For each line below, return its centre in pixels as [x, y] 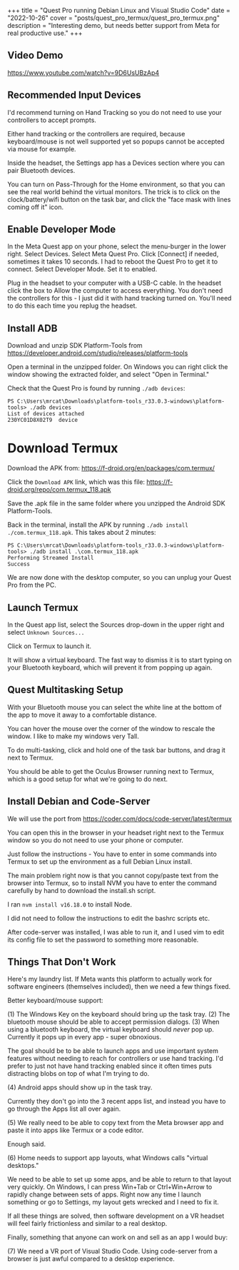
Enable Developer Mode [62, 230]
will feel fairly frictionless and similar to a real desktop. [87, 1224]
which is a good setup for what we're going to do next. [88, 779]
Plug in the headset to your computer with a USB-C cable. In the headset [115, 283]
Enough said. [27, 1144]
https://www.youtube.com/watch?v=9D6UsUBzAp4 [83, 72]
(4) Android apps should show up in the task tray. [80, 1087]
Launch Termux [43, 607]
